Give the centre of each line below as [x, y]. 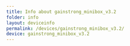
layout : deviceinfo [31, 23]
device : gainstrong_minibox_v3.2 [48, 34]
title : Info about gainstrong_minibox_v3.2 [61, 12]
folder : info [22, 17]
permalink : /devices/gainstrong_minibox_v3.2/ [65, 28]
